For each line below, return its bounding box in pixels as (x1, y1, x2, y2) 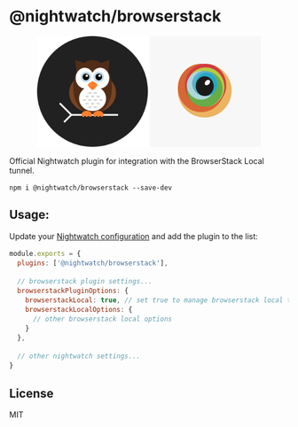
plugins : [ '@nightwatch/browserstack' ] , (17, 259, 169, 268)
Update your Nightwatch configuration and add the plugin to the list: (9, 230, 259, 241)
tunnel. (9, 165, 35, 175)
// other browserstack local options (32, 314, 173, 323)
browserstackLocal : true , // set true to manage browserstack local (25, 296, 284, 305)
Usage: (9, 207, 51, 222)
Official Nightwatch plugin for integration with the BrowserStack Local (9, 155, 264, 166)
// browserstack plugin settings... (17, 277, 153, 286)
